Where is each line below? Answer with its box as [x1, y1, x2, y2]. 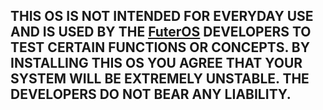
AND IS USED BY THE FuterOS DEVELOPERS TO [10, 24, 312, 41]
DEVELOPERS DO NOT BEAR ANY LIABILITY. [10, 86, 292, 103]
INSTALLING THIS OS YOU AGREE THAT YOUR [10, 55, 303, 72]
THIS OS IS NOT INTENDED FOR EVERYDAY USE [10, 8, 314, 25]
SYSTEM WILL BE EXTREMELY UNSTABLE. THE [10, 70, 310, 88]
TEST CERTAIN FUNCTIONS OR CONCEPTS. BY [10, 39, 311, 56]
